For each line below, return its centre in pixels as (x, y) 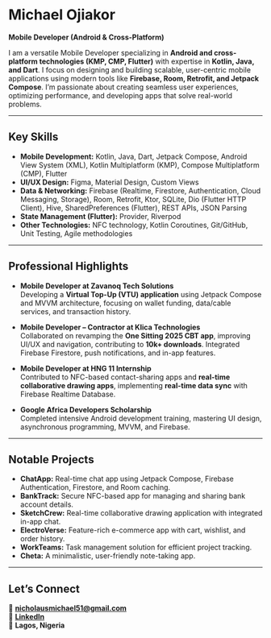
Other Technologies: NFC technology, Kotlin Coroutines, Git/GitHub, (134, 225)
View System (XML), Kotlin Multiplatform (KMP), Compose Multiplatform (140, 165)
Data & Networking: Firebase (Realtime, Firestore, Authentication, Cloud (140, 190)
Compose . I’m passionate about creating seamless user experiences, (124, 87)
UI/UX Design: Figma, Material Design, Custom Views (109, 182)
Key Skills (33, 137)
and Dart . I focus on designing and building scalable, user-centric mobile (130, 69)
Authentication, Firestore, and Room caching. (95, 487)
